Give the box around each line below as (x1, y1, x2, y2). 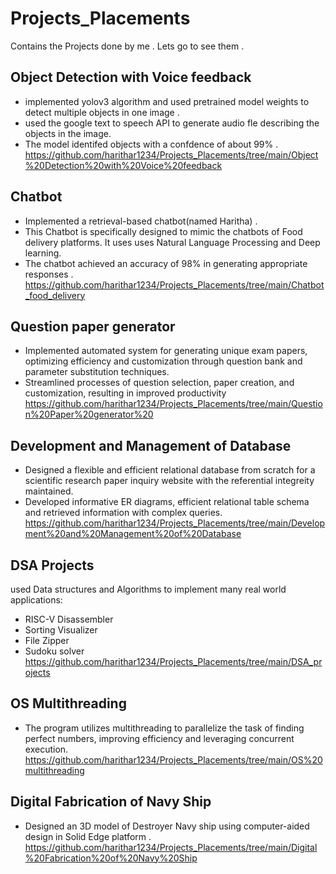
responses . (24, 268, 74, 280)
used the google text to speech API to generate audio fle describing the (24, 117, 320, 129)
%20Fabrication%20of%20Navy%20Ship (24, 852, 198, 864)
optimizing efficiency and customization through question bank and (24, 355, 303, 367)
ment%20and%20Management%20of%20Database (24, 528, 242, 540)
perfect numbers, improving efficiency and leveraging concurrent (24, 732, 295, 744)
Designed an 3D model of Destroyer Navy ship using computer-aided (24, 820, 310, 832)
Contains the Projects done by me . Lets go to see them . (10, 40, 245, 52)
